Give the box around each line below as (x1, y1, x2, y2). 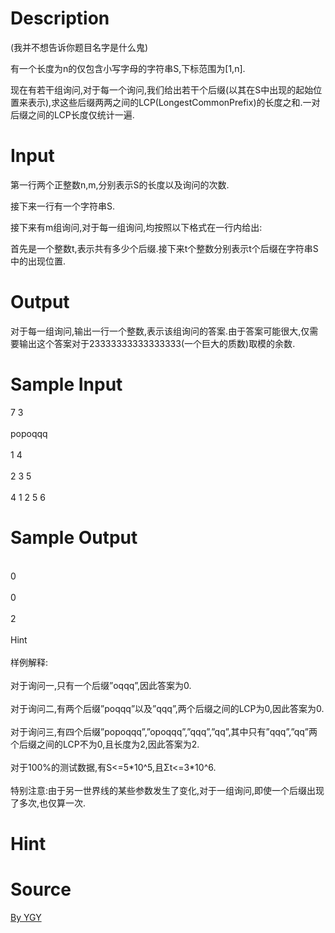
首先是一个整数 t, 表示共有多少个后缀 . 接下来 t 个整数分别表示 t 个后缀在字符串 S (10, 242, 319, 254)
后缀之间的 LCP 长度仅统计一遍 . (10, 108, 135, 121)
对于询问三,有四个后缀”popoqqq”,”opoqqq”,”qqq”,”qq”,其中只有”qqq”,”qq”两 (10, 725, 318, 737)
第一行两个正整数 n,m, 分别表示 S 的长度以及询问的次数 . (10, 178, 230, 191)
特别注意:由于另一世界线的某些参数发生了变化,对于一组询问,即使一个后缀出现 (10, 784, 325, 796)
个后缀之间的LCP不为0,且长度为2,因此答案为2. (10, 738, 200, 750)
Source (10, 878, 72, 901)
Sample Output (10, 526, 138, 549)
